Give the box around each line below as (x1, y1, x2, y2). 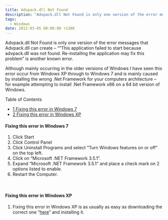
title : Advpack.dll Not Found (5, 7, 68, 13)
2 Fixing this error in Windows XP (12, 111, 81, 118)
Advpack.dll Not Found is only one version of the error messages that (5, 40, 148, 46)
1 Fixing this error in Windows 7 (12, 106, 77, 112)
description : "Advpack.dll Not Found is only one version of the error (5, 12, 157, 17)
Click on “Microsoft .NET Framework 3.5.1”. (12, 155, 101, 161)
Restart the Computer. (12, 171, 58, 177)
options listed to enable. (12, 166, 62, 172)
